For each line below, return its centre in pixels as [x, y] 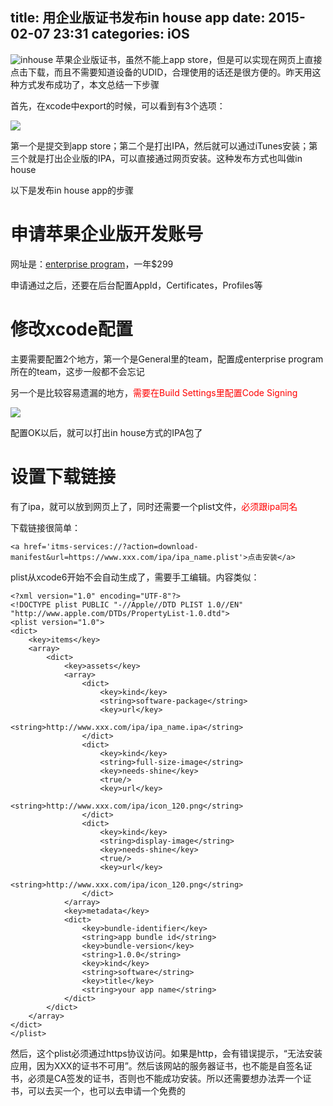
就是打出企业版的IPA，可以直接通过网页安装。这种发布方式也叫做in [165, 158]
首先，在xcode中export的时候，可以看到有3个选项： [118, 105]
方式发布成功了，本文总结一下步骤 [89, 84]
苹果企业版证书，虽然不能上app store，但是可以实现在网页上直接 [189, 59]
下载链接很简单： [45, 527]
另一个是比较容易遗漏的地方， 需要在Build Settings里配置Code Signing [154, 392]
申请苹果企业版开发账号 [107, 234]
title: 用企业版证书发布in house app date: [138, 18]
